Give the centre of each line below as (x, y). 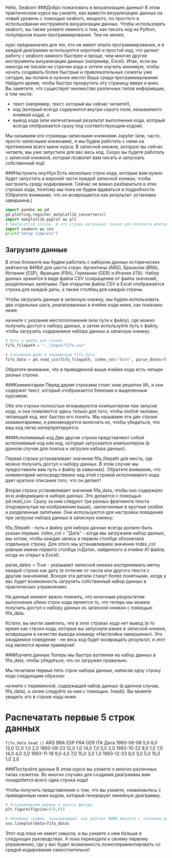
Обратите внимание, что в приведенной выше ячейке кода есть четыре (84, 369)
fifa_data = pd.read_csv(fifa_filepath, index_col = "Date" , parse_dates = (84, 360)
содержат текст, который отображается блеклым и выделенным (76, 390)
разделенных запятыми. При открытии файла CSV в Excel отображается (85, 284)
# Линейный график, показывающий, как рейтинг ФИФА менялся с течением (83, 819)
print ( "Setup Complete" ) (32, 234)
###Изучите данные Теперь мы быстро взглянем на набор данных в (81, 655)
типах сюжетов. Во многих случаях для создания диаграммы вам (78, 774)
